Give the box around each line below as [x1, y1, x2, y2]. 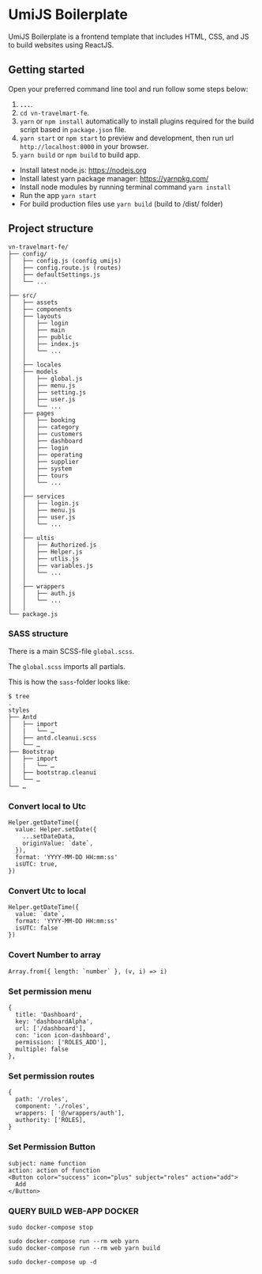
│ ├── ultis [8, 534, 55, 542]
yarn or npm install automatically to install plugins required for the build [19, 116, 254, 126]
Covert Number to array [8, 949, 101, 960]
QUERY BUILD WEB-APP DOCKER [8, 1205, 140, 1216]
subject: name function [8, 1159, 87, 1167]
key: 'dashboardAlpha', [15, 1017, 93, 1026]
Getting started [8, 63, 85, 77]
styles [8, 706, 30, 714]
